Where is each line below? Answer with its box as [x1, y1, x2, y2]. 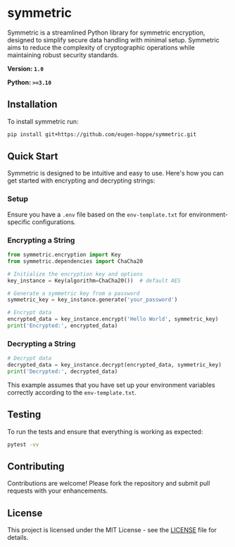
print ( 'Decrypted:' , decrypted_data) [7, 368, 118, 375]
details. [7, 534, 29, 542]
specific [7, 217, 31, 226]
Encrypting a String [7, 235, 75, 245]
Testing [7, 409, 42, 421]
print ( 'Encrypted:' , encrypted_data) [7, 322, 118, 329]
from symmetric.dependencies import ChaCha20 [7, 257, 143, 265]
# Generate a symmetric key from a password [7, 290, 140, 297]
